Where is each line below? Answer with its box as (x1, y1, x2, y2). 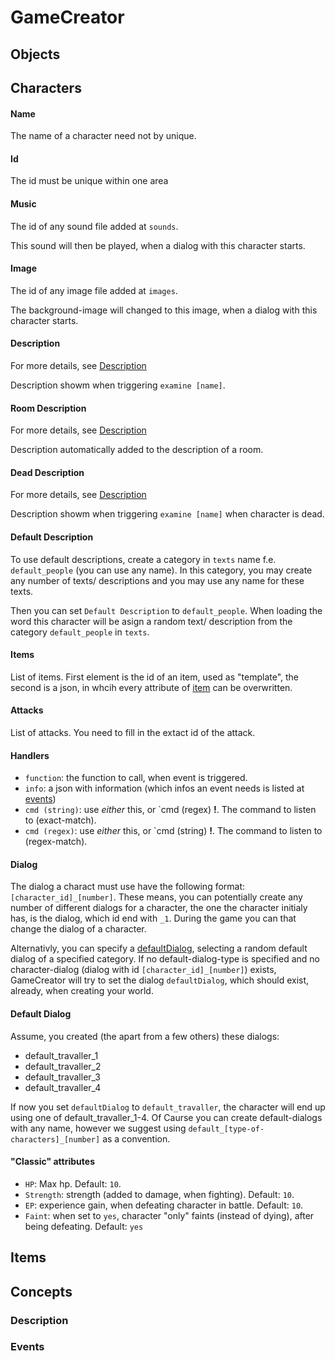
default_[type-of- (188, 1124, 265, 1134)
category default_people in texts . (10, 626, 150, 638)
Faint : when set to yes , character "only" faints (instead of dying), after (24, 1209, 315, 1221)
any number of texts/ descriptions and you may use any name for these (10, 574, 305, 586)
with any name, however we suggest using (10, 1122, 187, 1134)
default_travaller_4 (24, 1081, 102, 1093)
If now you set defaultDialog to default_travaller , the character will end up (10, 1101, 326, 1113)
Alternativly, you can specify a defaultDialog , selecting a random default (10, 942, 308, 955)
